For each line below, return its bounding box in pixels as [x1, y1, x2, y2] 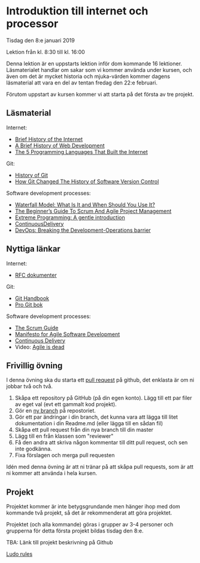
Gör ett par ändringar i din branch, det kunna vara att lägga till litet [14, 413, 178, 420]
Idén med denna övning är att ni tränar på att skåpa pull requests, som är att [6, 463, 193, 471]
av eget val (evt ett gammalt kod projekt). [14, 401, 117, 408]
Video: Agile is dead [14, 343, 65, 350]
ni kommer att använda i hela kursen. [6, 470, 98, 477]
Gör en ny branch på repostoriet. [14, 407, 96, 414]
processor [6, 17, 59, 31]
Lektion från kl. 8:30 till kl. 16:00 [6, 48, 85, 55]
